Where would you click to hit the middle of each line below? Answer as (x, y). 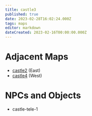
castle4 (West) (27, 75)
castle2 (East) (26, 70)
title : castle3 (21, 10)
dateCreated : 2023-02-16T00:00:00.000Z (46, 32)
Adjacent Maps (37, 57)
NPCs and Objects (43, 96)
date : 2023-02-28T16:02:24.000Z (38, 19)
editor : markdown (23, 28)
